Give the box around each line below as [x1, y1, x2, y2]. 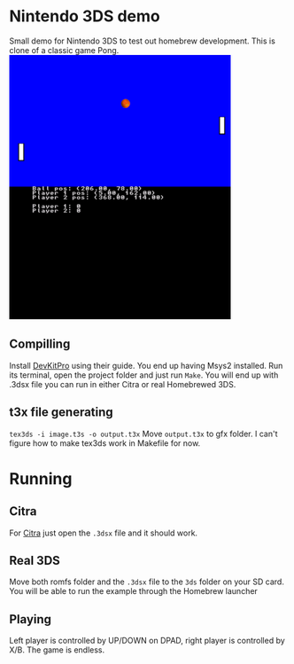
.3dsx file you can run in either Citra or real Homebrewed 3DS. [9, 379, 236, 389]
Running [9, 468, 73, 488]
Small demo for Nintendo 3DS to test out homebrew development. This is [9, 35, 276, 46]
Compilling [9, 337, 71, 352]
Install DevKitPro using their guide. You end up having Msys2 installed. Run [9, 360, 283, 371]
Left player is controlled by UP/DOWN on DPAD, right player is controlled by [9, 636, 285, 646]
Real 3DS [9, 552, 60, 568]
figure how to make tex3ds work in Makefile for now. [9, 437, 201, 449]
